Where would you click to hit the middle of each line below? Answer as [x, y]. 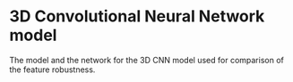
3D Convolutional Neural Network [137, 16]
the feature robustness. [52, 70]
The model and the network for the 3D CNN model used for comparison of [146, 60]
